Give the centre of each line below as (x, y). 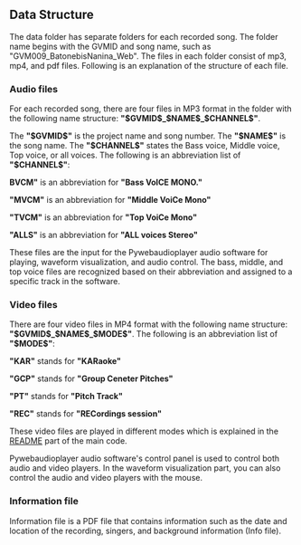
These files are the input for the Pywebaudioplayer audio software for (139, 253)
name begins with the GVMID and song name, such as (110, 46)
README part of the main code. (69, 441)
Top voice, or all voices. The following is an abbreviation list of (125, 155)
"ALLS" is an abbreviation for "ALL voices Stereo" (104, 235)
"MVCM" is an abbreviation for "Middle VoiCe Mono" (110, 200)
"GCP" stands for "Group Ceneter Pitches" (91, 378)
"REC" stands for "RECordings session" (86, 414)
